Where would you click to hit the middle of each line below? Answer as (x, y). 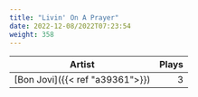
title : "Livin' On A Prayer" (64, 18)
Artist (82, 65)
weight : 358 (32, 34)
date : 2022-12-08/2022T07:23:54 (70, 26)
